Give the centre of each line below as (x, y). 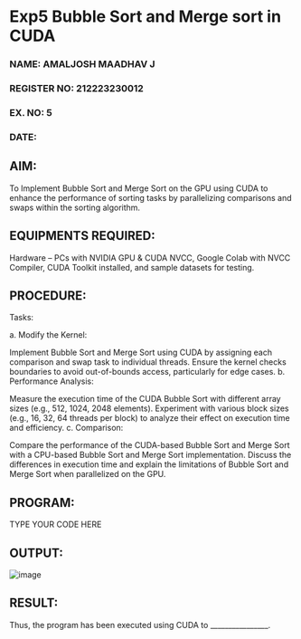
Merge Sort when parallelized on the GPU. (88, 474)
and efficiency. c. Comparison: (66, 428)
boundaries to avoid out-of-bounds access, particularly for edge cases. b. (147, 372)
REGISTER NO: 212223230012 (77, 89)
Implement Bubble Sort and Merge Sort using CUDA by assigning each (141, 353)
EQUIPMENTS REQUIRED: (82, 236)
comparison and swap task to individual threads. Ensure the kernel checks (148, 362)
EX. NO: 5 (31, 112)
